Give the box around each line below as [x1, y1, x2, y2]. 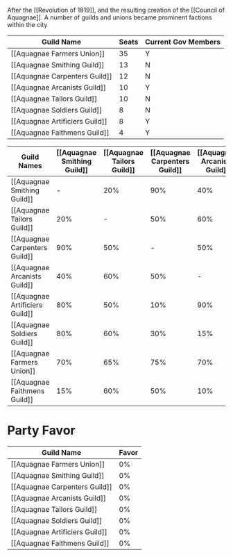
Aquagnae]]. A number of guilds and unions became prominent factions [7, 13, 213, 22]
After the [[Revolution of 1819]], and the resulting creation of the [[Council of [7, 6, 225, 14]
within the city [7, 21, 48, 28]
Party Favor [7, 423, 76, 438]
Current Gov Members [144, 38, 221, 47]
